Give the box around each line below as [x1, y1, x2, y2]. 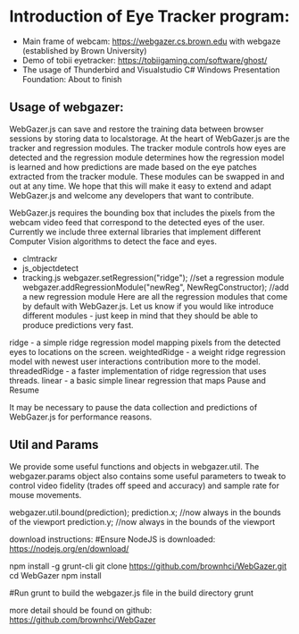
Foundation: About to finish [21, 73, 122, 84]
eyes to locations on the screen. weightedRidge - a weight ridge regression [9, 346, 286, 357]
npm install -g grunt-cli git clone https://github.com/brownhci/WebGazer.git [9, 561, 287, 571]
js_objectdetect [21, 262, 79, 274]
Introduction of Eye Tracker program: [9, 6, 290, 27]
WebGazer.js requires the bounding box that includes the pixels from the [9, 207, 275, 218]
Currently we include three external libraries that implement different [9, 226, 262, 237]
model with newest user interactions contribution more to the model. [9, 356, 262, 367]
